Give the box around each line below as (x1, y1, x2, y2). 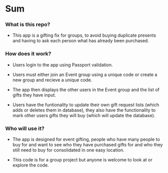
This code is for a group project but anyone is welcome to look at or (12, 157, 153, 163)
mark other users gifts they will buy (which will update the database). (12, 112, 155, 118)
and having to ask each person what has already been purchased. (12, 38, 149, 44)
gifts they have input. (12, 92, 56, 98)
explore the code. (12, 162, 49, 168)
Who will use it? (5, 125, 45, 132)
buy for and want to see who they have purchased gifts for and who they (12, 142, 163, 148)
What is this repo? (5, 21, 51, 28)
